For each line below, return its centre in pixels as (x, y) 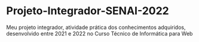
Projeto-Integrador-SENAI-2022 (88, 11)
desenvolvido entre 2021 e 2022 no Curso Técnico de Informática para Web (99, 33)
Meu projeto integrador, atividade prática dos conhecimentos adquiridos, (96, 27)
